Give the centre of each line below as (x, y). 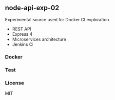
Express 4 (22, 34)
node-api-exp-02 (32, 8)
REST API (22, 29)
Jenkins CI (23, 44)
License (15, 83)
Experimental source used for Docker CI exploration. (58, 19)
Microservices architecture (39, 39)
